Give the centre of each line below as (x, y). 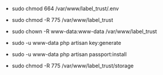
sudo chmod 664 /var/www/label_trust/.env (65, 9)
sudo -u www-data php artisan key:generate (66, 43)
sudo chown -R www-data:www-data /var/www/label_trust (84, 31)
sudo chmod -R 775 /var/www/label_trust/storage (73, 66)
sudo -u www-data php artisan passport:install (69, 54)
